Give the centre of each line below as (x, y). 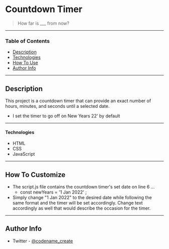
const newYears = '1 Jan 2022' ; (53, 192)
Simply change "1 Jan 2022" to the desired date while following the (82, 198)
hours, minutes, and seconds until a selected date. (57, 106)
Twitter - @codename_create (43, 241)
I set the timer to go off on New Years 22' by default (66, 116)
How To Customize (35, 175)
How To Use (25, 63)
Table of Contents (28, 41)
